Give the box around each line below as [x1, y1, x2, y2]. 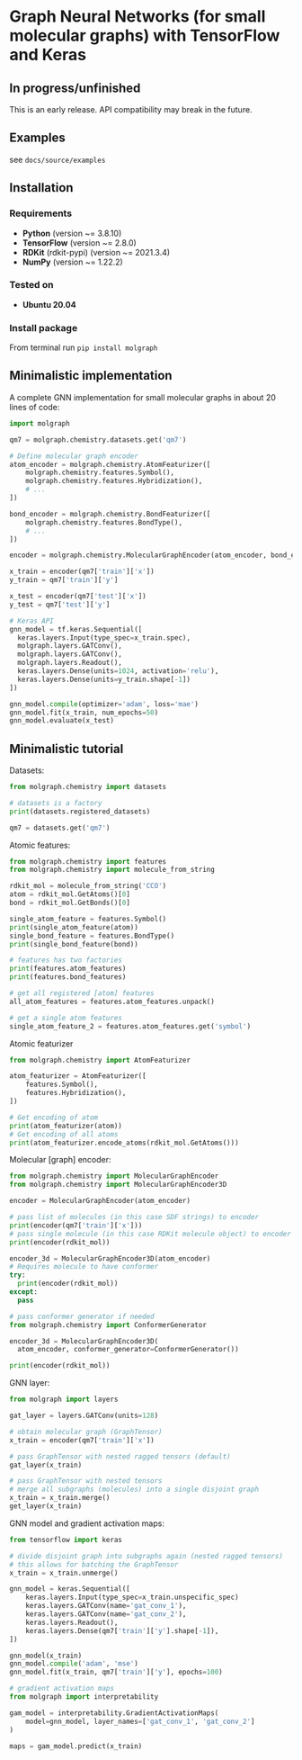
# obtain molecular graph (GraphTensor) [9, 1427, 164, 1436]
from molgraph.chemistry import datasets [9, 783, 167, 792]
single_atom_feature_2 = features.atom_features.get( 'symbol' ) [9, 1021, 252, 1031]
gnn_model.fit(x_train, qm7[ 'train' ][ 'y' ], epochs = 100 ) [9, 1667, 223, 1677]
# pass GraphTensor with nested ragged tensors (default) [9, 1451, 231, 1461]
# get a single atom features [9, 1013, 123, 1022]
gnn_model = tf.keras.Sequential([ [9, 624, 143, 633]
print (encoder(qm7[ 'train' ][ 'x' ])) [9, 1221, 143, 1230]
